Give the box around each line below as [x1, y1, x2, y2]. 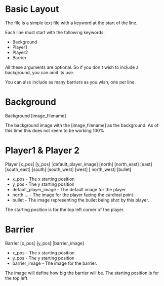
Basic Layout [5, 3, 59, 15]
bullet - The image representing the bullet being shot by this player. [12, 197, 149, 203]
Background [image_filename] [5, 113, 66, 119]
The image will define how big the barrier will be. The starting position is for [5, 270, 159, 276]
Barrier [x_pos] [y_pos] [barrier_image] [5, 240, 84, 246]
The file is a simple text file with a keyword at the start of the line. [5, 20, 138, 26]
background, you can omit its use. [5, 69, 75, 75]
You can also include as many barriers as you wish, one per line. [5, 79, 136, 85]
